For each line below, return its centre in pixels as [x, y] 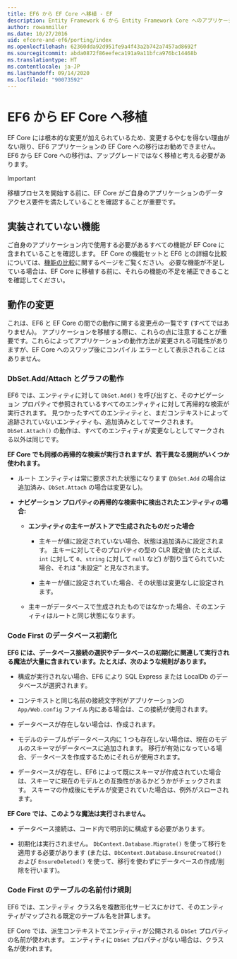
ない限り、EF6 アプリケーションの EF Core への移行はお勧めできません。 [114, 147]
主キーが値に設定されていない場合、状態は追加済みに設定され [128, 541]
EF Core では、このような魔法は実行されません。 [78, 813]
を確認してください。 [38, 280]
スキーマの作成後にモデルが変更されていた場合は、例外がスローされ [130, 789]
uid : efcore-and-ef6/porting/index [60, 40]
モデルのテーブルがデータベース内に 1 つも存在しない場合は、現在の [116, 739]
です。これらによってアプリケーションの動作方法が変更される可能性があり [121, 340]
